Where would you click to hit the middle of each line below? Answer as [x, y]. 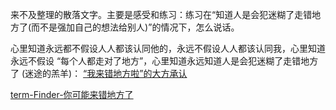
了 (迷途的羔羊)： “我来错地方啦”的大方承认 [99, 73]
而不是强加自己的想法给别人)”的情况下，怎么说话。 [135, 27]
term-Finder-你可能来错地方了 [72, 94]
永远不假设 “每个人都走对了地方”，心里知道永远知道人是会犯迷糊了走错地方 [164, 61]
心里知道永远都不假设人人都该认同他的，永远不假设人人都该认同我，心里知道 [168, 48]
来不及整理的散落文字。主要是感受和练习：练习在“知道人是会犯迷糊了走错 [161, 14]
